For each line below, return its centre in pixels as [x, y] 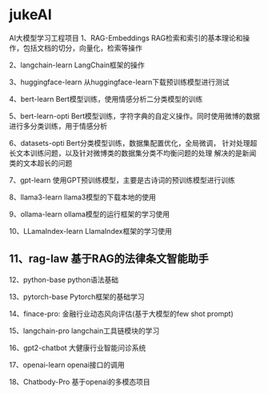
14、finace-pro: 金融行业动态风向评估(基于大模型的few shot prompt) [122, 313]
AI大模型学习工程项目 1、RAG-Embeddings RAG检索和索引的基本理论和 [126, 38]
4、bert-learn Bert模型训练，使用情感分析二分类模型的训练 [106, 98]
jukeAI [31, 15]
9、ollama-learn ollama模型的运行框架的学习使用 [90, 214]
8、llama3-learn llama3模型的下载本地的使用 [83, 197]
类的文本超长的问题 [41, 163]
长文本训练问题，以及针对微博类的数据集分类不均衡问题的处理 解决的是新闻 [133, 153]
